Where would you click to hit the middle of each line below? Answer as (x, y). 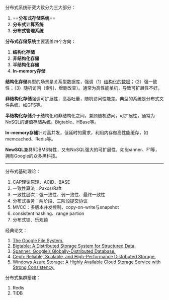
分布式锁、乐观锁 (30, 220)
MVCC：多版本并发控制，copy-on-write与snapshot (66, 207)
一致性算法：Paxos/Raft (37, 188)
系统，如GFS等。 (27, 105)
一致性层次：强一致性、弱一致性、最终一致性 (59, 195)
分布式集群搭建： (23, 278)
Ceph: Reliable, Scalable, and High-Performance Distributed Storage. (84, 256)
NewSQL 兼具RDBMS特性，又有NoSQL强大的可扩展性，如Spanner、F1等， (82, 149)
